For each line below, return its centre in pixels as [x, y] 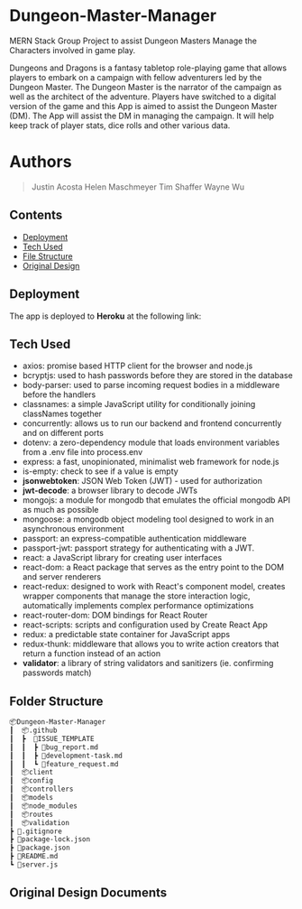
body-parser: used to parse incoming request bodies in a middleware [151, 385]
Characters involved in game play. [73, 50]
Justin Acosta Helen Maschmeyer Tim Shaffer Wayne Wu [138, 187]
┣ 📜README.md [34, 857]
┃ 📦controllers [41, 789]
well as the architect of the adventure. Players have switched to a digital [143, 97]
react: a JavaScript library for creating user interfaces [122, 558]
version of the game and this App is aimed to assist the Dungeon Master [143, 106]
